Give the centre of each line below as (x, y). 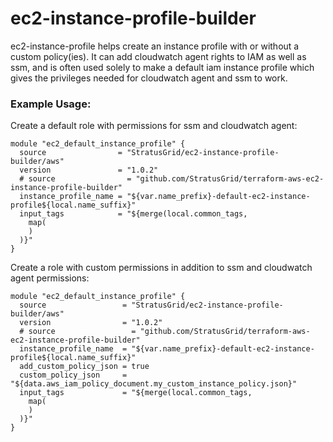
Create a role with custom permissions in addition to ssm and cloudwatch (161, 268)
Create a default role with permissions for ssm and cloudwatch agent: (154, 126)
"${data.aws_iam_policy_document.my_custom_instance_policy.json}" (154, 384)
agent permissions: (50, 278)
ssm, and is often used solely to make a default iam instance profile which (162, 67)
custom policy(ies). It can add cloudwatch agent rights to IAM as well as (158, 56)
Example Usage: (51, 104)
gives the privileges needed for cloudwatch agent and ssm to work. (149, 78)
